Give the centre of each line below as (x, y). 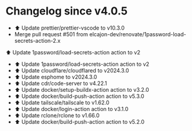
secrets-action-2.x (37, 40)
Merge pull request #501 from (51, 34)
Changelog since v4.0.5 (67, 11)
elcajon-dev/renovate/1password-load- (138, 34)
